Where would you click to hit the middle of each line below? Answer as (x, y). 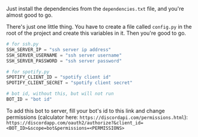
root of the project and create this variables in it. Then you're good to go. (96, 33)
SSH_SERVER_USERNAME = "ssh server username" (64, 55)
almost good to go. (29, 15)
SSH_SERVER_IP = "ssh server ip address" (59, 50)
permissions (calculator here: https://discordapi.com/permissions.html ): (97, 117)
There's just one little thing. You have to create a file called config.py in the (99, 27)
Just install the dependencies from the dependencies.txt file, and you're (95, 9)
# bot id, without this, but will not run (60, 94)
